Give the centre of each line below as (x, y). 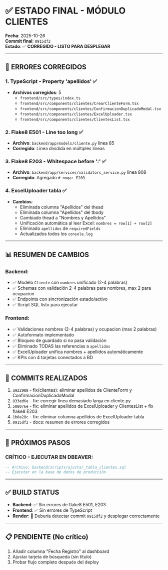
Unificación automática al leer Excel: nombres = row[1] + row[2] (86, 223)
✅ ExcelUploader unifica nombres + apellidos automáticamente (78, 352)
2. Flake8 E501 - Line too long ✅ (44, 132)
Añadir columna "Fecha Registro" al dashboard (61, 551)
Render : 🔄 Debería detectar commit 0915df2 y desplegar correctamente (86, 516)
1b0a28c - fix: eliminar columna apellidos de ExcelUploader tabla (78, 417)
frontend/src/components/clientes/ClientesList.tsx (75, 120)
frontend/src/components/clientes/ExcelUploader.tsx (76, 114)
